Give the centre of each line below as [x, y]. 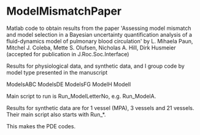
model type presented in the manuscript [57, 72]
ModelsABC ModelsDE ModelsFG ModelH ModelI [69, 84]
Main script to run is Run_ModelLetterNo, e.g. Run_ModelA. [81, 96]
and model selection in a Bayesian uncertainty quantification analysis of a [99, 34]
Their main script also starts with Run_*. [56, 114]
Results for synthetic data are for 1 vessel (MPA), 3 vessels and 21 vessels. [100, 108]
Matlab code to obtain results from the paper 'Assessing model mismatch [99, 28]
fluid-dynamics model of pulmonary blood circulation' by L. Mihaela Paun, [100, 41]
